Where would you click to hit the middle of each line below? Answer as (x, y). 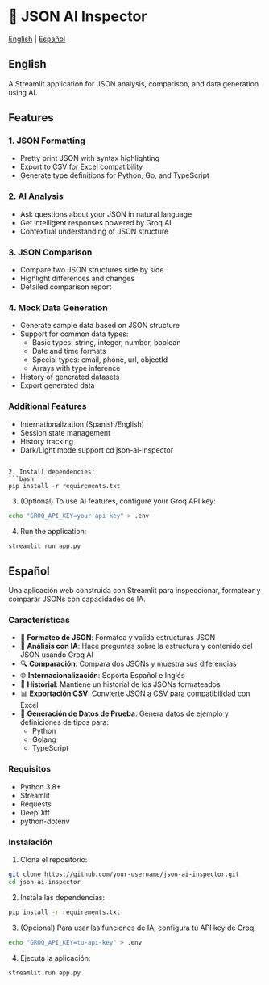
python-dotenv (45, 821)
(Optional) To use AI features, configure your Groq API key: (118, 501)
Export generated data (57, 385)
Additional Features (48, 406)
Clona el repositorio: (54, 860)
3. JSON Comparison (50, 252)
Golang (44, 739)
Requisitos (29, 769)
